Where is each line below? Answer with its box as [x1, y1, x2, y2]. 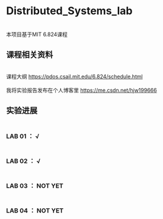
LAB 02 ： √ [6, 157, 41, 165]
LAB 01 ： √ [6, 132, 40, 140]
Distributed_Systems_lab [6, 4, 133, 18]
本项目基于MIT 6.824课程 [6, 31, 68, 38]
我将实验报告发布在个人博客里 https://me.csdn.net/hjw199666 [6, 86, 157, 94]
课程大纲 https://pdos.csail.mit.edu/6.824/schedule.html [6, 73, 143, 80]
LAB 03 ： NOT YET [6, 182, 64, 190]
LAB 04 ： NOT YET [6, 206, 64, 214]
